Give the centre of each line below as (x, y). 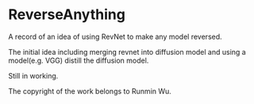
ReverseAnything (67, 15)
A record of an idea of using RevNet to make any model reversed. (115, 37)
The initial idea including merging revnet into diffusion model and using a (127, 52)
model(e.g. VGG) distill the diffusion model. (79, 60)
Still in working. (33, 75)
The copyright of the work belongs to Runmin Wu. (90, 91)
